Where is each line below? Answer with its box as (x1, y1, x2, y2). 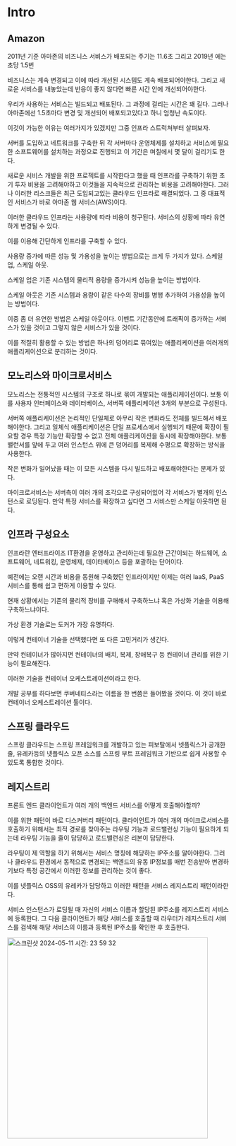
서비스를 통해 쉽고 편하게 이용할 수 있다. (7, 581, 116, 590)
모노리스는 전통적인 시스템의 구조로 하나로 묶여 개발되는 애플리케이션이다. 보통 (7, 390, 222, 398)
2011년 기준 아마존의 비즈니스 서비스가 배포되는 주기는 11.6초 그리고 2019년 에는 (7, 52, 227, 60)
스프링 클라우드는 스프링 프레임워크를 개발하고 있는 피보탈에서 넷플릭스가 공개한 (7, 740, 226, 749)
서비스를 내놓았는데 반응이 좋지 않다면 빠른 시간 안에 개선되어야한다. (20, 85, 206, 93)
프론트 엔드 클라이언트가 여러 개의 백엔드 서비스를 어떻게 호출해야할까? (7, 801, 201, 809)
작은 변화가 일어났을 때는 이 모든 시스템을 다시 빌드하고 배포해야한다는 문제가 (7, 464, 218, 472)
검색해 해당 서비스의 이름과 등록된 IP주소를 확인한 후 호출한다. (20, 923, 190, 932)
